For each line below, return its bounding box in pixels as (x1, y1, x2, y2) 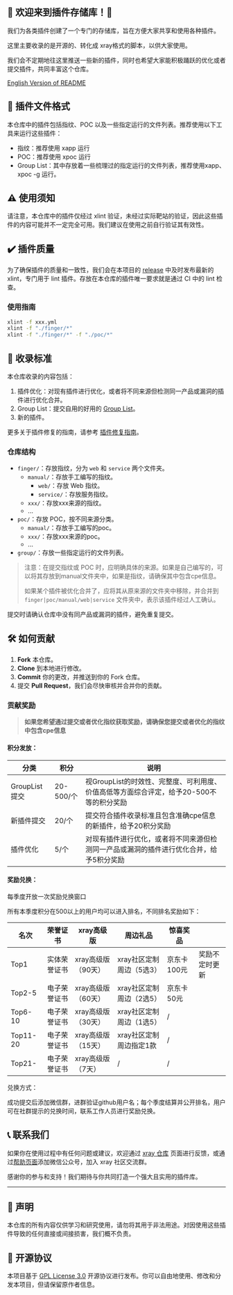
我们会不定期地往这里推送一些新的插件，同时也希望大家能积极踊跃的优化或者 (7, 56, 226, 64)
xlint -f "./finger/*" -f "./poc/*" (7, 331, 113, 339)
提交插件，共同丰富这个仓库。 (7, 65, 92, 73)
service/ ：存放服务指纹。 (37, 490, 112, 499)
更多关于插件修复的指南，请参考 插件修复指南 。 (7, 427, 143, 436)
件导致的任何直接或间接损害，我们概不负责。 (7, 1230, 135, 1238)
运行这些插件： (19, 129, 62, 137)
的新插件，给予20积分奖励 (85, 820, 171, 830)
